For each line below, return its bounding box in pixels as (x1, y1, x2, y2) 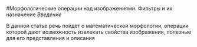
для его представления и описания (6, 35, 96, 41)
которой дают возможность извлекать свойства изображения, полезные (6, 28, 192, 35)
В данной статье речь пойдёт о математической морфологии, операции (6, 23, 189, 29)
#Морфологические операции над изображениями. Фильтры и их (6, 5, 173, 12)
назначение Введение (6, 11, 62, 18)
